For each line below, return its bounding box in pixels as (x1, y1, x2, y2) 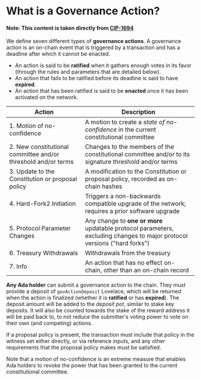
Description (121, 108, 156, 116)
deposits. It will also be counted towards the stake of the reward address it (6, 307, 190, 314)
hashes (101, 183, 123, 191)
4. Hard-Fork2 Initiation (9, 199, 76, 208)
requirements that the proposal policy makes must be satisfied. (6, 344, 162, 351)
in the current (118, 126, 157, 134)
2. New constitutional (9, 142, 69, 151)
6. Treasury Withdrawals (9, 249, 78, 257)
